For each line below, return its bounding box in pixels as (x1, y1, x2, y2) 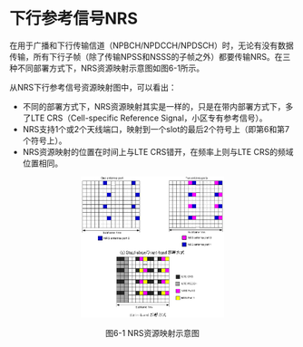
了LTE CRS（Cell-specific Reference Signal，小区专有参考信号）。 (22, 112, 268, 123)
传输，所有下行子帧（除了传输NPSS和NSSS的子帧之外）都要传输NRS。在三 (9, 51, 291, 62)
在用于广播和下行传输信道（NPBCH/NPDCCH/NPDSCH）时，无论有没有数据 (9, 40, 295, 51)
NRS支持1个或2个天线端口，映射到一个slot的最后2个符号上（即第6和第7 (22, 123, 290, 134)
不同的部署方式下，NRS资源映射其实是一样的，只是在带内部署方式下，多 (22, 101, 294, 111)
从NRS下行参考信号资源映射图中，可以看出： (9, 82, 177, 92)
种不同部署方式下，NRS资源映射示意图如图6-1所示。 (9, 63, 205, 73)
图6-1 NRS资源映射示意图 (105, 328, 200, 339)
